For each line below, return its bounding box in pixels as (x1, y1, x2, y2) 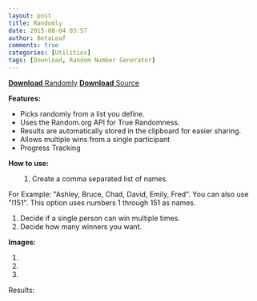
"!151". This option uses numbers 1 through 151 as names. (8, 197, 196, 208)
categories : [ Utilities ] (8, 49, 91, 57)
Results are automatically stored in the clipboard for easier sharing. (19, 125, 242, 136)
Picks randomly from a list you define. (19, 109, 146, 118)
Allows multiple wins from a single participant (19, 134, 171, 144)
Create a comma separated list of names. (31, 173, 168, 184)
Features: (8, 93, 42, 103)
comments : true (8, 42, 59, 50)
